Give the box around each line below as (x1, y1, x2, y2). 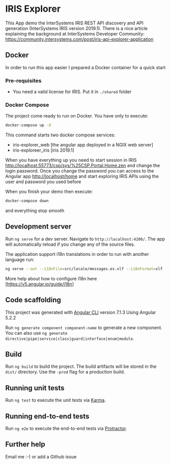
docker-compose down (5, 198, 49, 204)
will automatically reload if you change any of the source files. (5, 241, 135, 247)
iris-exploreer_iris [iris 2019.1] (12, 147, 75, 153)
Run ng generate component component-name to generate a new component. (5, 324, 163, 331)
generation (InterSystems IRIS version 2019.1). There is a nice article (5, 25, 148, 31)
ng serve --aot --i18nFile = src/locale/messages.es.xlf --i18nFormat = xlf (5, 266, 163, 271)
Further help (5, 440, 46, 449)
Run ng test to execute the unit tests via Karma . (5, 397, 106, 403)
